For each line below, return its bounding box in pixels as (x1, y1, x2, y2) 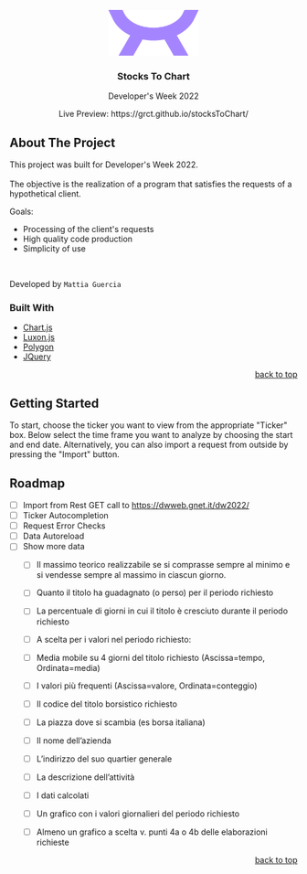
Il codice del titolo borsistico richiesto (36, 698, 178, 709)
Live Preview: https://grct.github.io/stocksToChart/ (58, 109, 249, 120)
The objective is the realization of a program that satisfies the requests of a (9, 178, 292, 190)
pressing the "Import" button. (9, 449, 121, 460)
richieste (36, 837, 70, 848)
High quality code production (22, 233, 133, 245)
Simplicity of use (22, 243, 87, 254)
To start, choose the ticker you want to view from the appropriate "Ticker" (9, 420, 288, 431)
